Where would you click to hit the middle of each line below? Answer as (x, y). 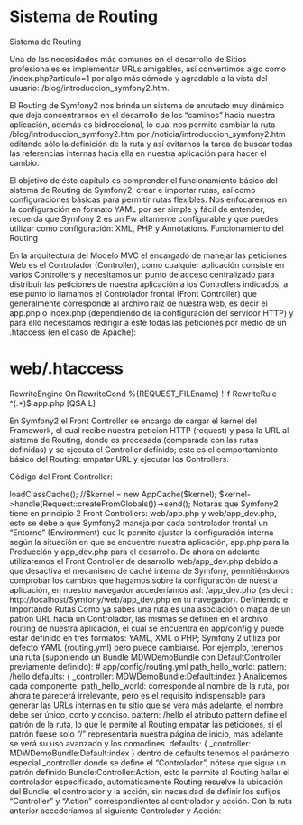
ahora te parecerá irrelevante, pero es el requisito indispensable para (138, 695)
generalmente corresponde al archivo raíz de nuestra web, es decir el (138, 303)
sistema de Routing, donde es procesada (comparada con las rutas (134, 440)
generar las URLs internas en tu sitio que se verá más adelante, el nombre (147, 705)
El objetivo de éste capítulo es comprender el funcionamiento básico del (143, 180)
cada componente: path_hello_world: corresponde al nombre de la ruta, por (150, 686)
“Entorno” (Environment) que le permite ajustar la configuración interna (142, 532)
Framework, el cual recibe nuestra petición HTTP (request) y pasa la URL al (149, 430)
